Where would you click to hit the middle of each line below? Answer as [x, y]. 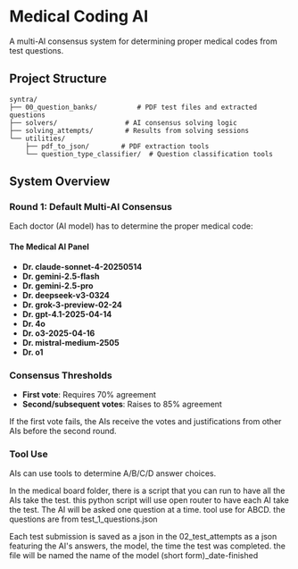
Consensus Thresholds [61, 375]
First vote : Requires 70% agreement [89, 394]
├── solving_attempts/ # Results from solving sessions [129, 130]
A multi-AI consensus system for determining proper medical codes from [144, 41]
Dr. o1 [33, 352]
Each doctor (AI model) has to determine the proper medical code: [131, 226]
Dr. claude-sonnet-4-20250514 [82, 266]
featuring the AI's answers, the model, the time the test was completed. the [147, 546]
